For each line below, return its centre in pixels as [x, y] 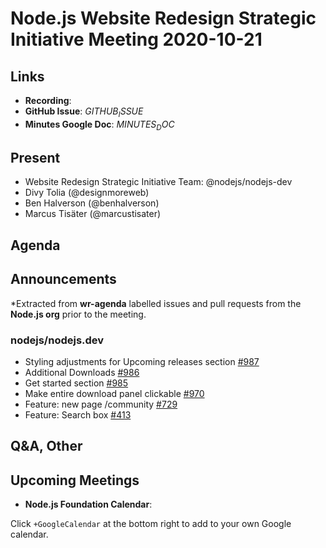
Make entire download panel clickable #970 [114, 393]
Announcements [63, 279]
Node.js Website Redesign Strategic [163, 18]
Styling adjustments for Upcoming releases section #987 [142, 361]
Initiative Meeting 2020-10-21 [136, 39]
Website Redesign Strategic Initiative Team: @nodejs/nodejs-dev [158, 182]
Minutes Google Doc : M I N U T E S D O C [99, 125]
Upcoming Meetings [75, 480]
